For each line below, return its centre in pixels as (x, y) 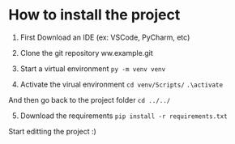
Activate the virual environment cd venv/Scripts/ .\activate (122, 84)
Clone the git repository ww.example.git (86, 53)
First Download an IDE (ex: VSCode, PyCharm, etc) (105, 37)
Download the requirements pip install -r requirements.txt (124, 116)
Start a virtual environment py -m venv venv (93, 68)
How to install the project (94, 15)
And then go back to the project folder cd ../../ (90, 100)
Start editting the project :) (53, 131)
